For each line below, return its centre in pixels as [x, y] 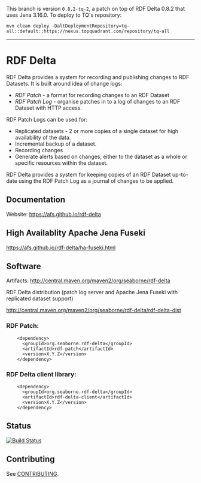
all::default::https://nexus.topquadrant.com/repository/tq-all [88, 31]
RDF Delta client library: [41, 374]
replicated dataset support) [40, 298]
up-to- [180, 174]
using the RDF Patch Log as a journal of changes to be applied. [96, 181]
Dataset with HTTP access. [48, 108]
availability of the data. [43, 137]
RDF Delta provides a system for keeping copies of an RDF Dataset [89, 174]
